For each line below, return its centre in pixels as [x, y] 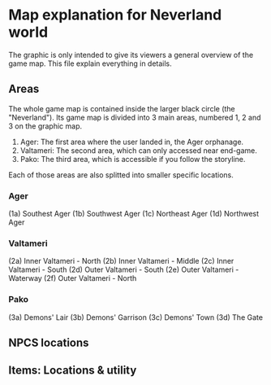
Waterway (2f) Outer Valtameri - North [73, 278]
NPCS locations [49, 343]
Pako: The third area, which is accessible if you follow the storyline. [133, 159]
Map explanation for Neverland [115, 15]
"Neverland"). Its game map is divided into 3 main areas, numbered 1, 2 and [135, 117]
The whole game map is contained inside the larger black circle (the [122, 108]
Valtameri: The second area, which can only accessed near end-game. [139, 150]
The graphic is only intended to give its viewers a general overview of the [131, 55]
